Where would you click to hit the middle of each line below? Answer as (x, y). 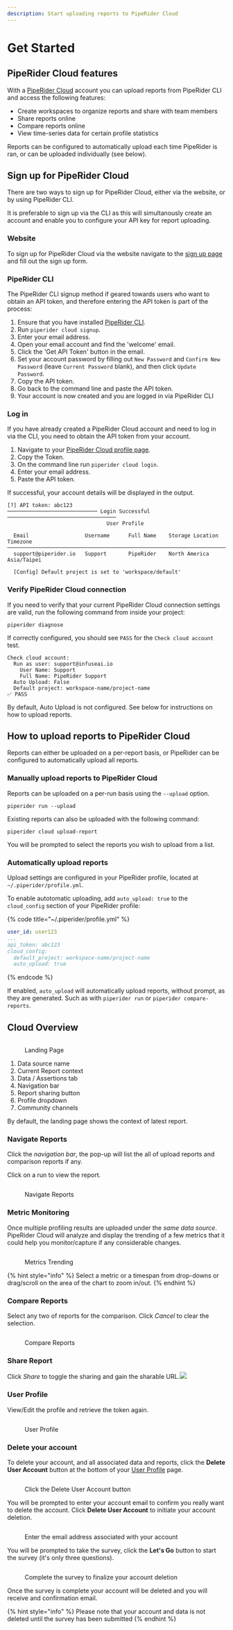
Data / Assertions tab (48, 1079)
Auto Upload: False (42, 682)
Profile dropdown (42, 1101)
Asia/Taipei (24, 560)
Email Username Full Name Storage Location (116, 536)
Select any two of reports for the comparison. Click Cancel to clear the (108, 1316)
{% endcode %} (30, 977)
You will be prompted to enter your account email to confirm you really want (115, 1502)
